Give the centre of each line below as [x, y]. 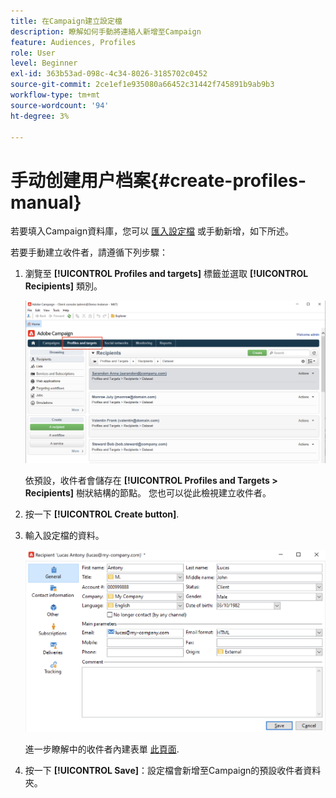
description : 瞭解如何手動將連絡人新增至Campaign [106, 31]
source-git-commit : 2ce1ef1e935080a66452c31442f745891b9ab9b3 [142, 85]
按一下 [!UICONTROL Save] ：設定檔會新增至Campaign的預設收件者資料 [173, 771]
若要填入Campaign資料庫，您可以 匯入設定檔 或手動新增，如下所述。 [152, 231]
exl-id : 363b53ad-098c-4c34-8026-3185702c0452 [109, 74]
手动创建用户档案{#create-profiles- [158, 180]
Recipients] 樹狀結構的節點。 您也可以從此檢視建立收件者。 [148, 492]
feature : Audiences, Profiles [73, 42]
